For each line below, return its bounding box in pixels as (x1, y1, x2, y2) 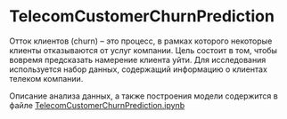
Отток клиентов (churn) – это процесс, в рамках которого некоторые (9, 36, 273, 46)
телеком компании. (9, 73, 84, 83)
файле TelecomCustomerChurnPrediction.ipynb (9, 99, 185, 110)
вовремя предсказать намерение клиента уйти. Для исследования (9, 54, 266, 65)
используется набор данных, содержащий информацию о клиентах (9, 64, 267, 75)
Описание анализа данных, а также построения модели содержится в (9, 91, 278, 101)
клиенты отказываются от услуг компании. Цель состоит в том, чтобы (9, 44, 278, 55)
